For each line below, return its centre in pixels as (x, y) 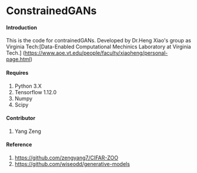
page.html (18, 59)
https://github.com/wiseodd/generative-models (72, 164)
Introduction (21, 27)
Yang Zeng (28, 131)
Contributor (21, 118)
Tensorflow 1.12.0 (36, 92)
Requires (17, 72)
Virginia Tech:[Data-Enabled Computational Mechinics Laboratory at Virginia (98, 47)
